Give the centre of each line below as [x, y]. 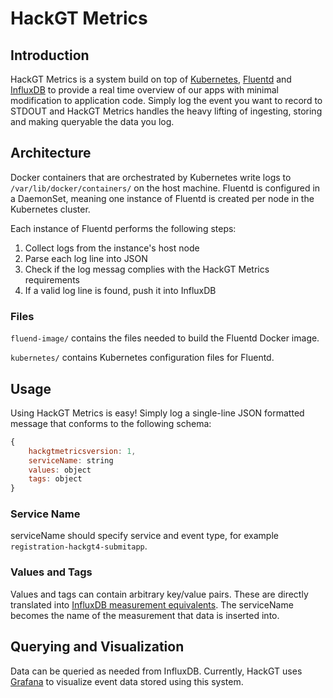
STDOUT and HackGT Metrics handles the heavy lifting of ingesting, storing [166, 111]
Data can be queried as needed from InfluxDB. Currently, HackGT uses [156, 671]
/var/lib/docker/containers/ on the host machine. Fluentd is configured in [165, 188]
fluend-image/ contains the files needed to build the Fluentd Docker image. [165, 338]
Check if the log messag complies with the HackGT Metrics [147, 269]
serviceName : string [71, 460]
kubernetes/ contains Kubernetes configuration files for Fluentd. [142, 358]
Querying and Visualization [97, 647]
